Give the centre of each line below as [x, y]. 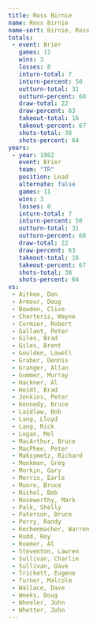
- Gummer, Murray [40, 375]
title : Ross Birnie [40, 15]
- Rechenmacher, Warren [50, 530]
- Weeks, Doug [35, 595]
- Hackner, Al [35, 382]
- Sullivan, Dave [40, 566]
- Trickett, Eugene [44, 573]
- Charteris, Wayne [44, 317]
